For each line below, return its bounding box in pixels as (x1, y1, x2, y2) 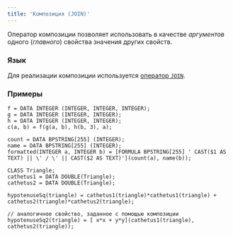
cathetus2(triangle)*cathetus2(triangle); (7, 198, 135, 206)
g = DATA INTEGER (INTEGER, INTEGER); (7, 111, 122, 118)
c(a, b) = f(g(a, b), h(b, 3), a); (7, 123, 113, 131)
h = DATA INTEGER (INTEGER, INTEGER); (7, 118, 122, 125)
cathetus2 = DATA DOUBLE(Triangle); (7, 180, 115, 187)
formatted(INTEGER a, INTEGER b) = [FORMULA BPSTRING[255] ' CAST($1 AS (7, 148, 227, 156)
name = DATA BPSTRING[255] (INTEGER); (7, 143, 122, 150)
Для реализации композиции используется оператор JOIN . (7, 71, 186, 79)
